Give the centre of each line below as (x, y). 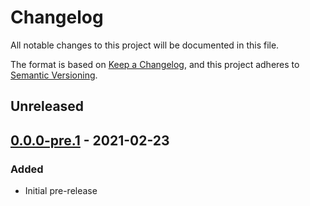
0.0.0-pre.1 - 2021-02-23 (90, 140)
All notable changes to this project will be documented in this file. (145, 45)
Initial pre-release (61, 191)
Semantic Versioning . (54, 75)
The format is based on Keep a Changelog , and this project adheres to (155, 64)
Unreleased (47, 106)
